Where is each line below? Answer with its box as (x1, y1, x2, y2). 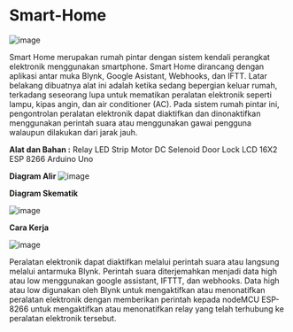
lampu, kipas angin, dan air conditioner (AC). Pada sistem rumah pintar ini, (9, 98, 281, 109)
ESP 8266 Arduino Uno (9, 153, 94, 164)
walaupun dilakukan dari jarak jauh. (9, 127, 138, 137)
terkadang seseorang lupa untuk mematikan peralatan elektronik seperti (9, 89, 273, 100)
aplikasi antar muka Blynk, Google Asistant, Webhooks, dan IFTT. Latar (9, 70, 267, 81)
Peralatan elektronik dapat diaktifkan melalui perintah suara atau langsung (9, 256, 280, 266)
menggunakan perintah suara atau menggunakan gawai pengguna (9, 117, 252, 128)
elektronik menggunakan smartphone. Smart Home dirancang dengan (9, 61, 265, 72)
